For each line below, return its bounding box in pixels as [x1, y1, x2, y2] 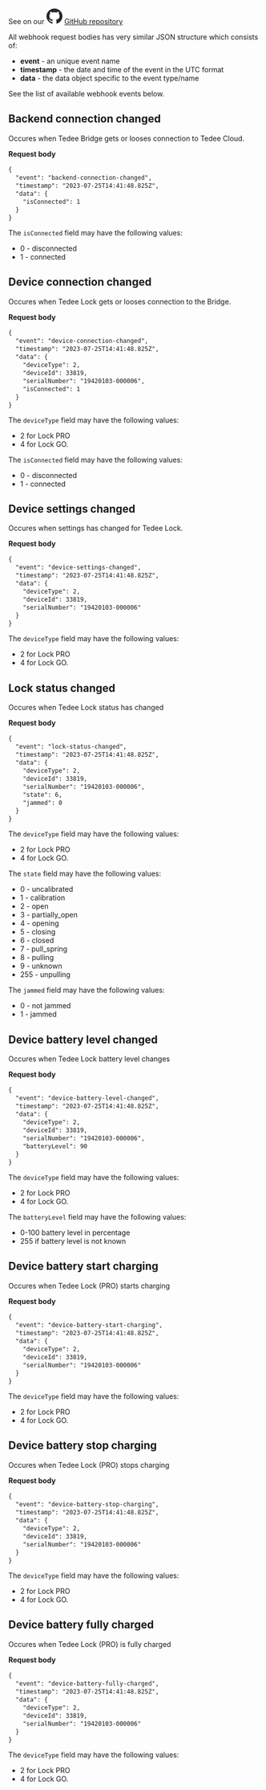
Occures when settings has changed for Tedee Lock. [8, 523, 183, 533]
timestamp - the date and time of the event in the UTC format [19, 65, 224, 74]
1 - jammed [19, 1009, 58, 1020]
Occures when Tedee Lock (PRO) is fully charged [8, 1639, 171, 1649]
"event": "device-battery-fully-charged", [15, 1679, 159, 1687]
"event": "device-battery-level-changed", [15, 1094, 159, 1102]
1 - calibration [19, 893, 66, 903]
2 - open [19, 901, 50, 911]
